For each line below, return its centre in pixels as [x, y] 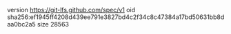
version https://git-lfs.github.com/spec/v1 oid [71, 10]
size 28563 [53, 24]
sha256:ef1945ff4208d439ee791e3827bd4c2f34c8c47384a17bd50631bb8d [116, 17]
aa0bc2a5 [21, 24]
